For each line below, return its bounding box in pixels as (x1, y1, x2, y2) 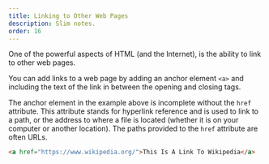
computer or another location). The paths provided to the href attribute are (8, 123, 258, 134)
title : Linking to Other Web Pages (8, 11, 129, 20)
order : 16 (8, 27, 42, 35)
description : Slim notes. (8, 19, 96, 28)
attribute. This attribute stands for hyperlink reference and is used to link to (8, 106, 259, 116)
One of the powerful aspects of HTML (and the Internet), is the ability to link (8, 50, 262, 59)
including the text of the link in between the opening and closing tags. (8, 82, 241, 92)
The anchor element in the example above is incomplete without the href (8, 98, 252, 108)
